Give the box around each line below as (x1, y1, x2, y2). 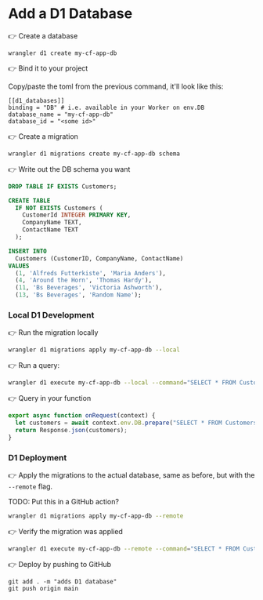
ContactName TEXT (22, 226, 79, 234)
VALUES (8, 262, 30, 270)
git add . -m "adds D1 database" (8, 577, 117, 585)
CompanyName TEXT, (22, 219, 82, 227)
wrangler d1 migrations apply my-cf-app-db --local (8, 346, 180, 354)
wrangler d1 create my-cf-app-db (8, 49, 117, 57)
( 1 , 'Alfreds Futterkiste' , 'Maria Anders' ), (15, 269, 167, 277)
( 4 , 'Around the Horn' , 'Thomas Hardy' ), (15, 276, 153, 285)
